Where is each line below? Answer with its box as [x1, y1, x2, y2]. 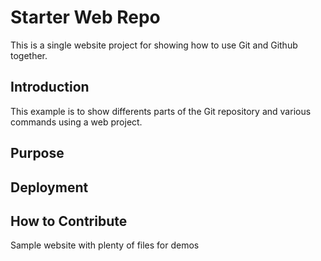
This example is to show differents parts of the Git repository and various [10, 105, 312, 117]
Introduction [10, 79, 90, 96]
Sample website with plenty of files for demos [10, 239, 200, 251]
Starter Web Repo [10, 6, 161, 29]
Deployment [10, 179, 89, 196]
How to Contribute [10, 212, 128, 230]
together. [10, 49, 48, 61]
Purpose [10, 145, 65, 162]
